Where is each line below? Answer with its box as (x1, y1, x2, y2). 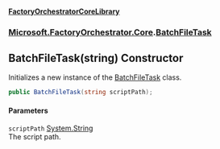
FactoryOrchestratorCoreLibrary (8, 6, 120, 16)
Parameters (8, 106, 48, 115)
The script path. (8, 132, 62, 142)
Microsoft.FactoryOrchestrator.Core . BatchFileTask (8, 27, 212, 38)
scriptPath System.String (8, 123, 93, 133)
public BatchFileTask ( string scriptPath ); (8, 89, 153, 97)
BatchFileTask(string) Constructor (8, 51, 184, 64)
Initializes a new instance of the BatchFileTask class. (8, 72, 182, 82)
